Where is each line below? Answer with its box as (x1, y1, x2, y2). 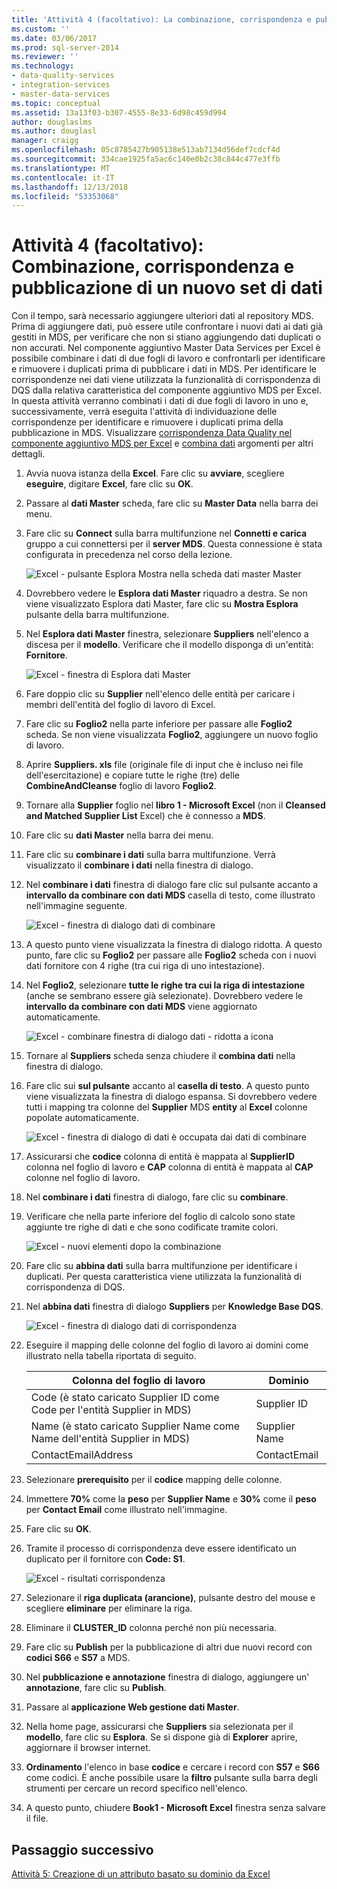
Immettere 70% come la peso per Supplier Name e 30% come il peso (25, 1493, 317, 1505)
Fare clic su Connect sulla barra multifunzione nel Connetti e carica (25, 527, 308, 540)
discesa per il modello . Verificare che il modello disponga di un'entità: (25, 639, 314, 651)
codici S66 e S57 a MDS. (25, 1652, 131, 1664)
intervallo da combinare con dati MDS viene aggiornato (25, 1001, 258, 1013)
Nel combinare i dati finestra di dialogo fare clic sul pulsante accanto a (25, 879, 319, 891)
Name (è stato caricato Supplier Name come (30, 1419, 241, 1433)
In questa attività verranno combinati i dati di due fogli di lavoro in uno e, (11, 395, 309, 407)
